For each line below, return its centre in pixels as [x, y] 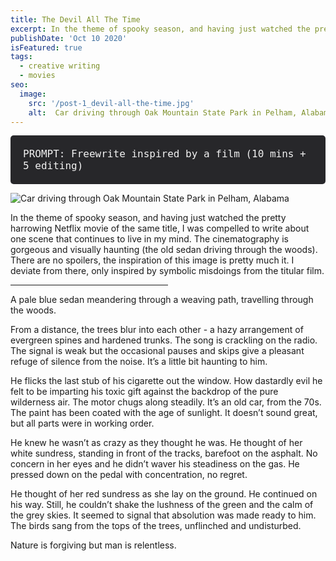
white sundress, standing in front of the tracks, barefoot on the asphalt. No [164, 453]
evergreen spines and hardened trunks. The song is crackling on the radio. [164, 340]
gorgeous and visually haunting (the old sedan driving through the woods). [164, 250]
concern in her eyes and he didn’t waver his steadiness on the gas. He [155, 464]
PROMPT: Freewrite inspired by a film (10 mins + [165, 154]
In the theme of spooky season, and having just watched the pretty [148, 218]
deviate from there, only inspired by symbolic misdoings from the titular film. [167, 271]
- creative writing [60, 66]
